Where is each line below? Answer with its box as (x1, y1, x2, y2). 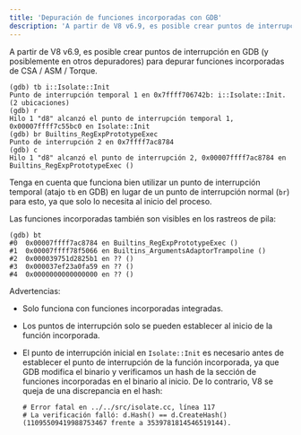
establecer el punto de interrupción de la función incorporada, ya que (21, 356, 279, 368)
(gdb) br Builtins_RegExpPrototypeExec (9, 129, 159, 139)
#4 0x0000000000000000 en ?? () (9, 270, 134, 279)
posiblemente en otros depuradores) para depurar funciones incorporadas (9, 56, 285, 66)
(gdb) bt (9, 231, 42, 239)
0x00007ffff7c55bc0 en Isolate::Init (9, 122, 150, 131)
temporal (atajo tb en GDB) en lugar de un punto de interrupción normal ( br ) (9, 186, 290, 197)
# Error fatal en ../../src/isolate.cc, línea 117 (21, 403, 216, 412)
